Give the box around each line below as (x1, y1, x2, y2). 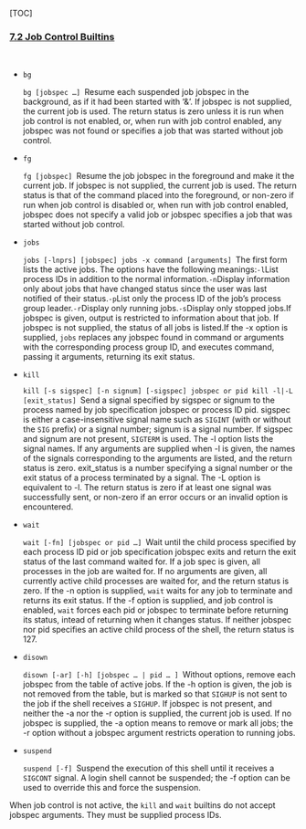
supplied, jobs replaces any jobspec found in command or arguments (22, 332, 285, 343)
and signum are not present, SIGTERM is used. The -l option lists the (22, 434, 274, 445)
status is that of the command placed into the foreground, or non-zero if (22, 190, 294, 201)
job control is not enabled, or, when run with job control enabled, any (22, 116, 282, 127)
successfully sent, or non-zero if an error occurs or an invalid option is (22, 492, 289, 503)
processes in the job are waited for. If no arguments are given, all (22, 566, 268, 577)
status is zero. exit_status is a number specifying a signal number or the (22, 463, 293, 474)
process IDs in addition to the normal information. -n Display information (22, 274, 290, 285)
